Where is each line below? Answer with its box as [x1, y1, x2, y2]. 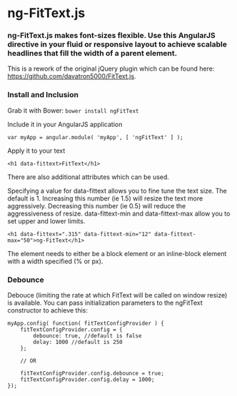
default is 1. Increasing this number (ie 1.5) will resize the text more [7, 194, 203, 203]
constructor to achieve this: [7, 306, 88, 315]
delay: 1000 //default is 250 [33, 339, 123, 346]
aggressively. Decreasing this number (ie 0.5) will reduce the [7, 201, 186, 210]
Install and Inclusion [7, 90, 79, 100]
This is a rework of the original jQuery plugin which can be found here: [7, 64, 215, 73]
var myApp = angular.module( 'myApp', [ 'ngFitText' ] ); [7, 133, 183, 141]
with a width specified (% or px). [7, 257, 104, 265]
